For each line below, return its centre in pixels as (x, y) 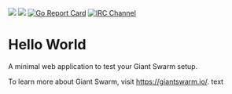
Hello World (47, 45)
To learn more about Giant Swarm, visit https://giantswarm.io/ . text (116, 81)
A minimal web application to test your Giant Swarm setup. (103, 66)
